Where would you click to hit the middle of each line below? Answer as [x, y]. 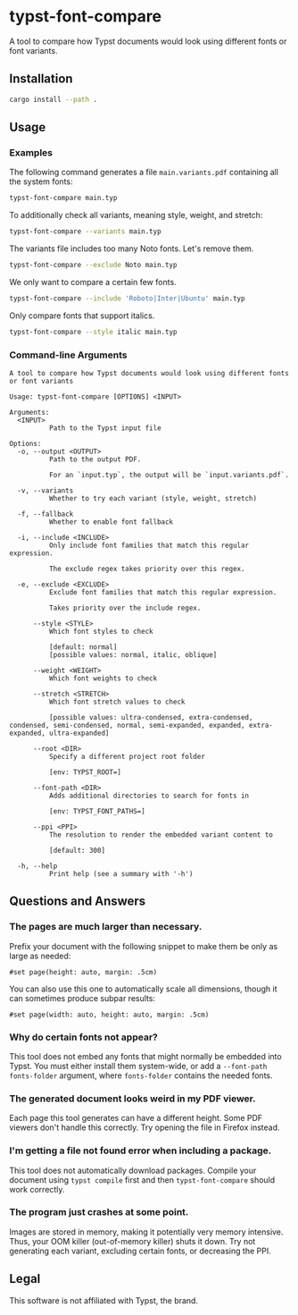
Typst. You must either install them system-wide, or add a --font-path [138, 1066]
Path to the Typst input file [105, 428]
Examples [31, 152]
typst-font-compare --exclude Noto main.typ [93, 266]
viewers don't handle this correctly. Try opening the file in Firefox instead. [145, 1127]
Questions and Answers [78, 902]
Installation [41, 79]
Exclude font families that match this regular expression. [163, 592]
